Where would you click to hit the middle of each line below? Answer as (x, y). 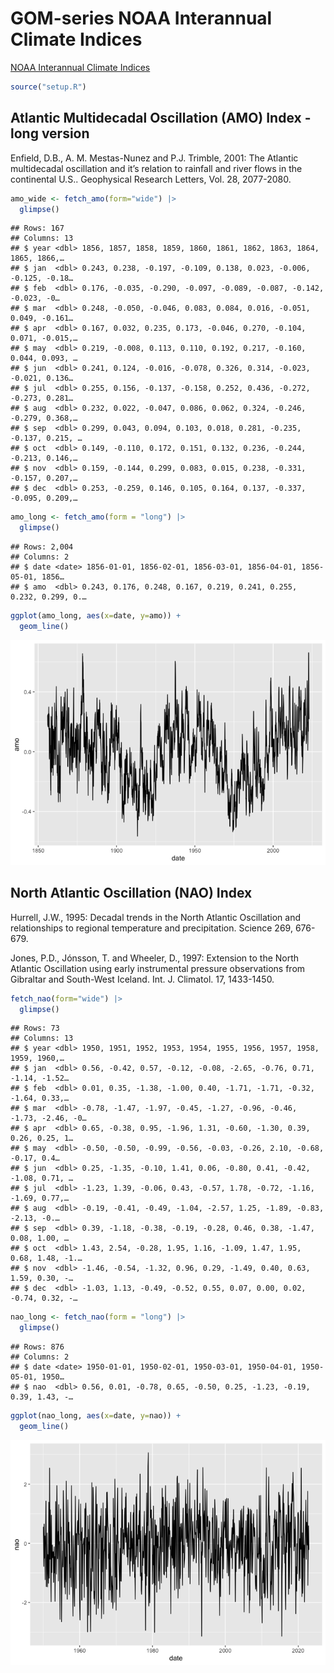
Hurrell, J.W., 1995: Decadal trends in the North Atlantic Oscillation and (156, 917)
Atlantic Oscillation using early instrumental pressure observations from (158, 968)
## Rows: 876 (37, 1347)
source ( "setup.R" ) (48, 87)
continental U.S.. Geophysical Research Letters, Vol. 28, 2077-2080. (151, 179)
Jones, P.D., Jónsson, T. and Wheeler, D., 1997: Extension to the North (155, 958)
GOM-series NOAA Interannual (141, 18)
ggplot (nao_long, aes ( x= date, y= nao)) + (96, 1416)
